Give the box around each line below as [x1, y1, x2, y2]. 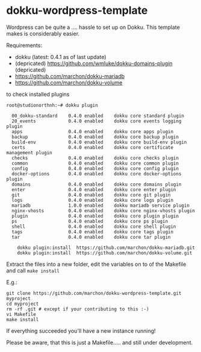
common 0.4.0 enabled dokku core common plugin [11, 160, 179, 166]
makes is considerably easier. [6, 30, 80, 37]
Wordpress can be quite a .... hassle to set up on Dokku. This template [6, 24, 181, 31]
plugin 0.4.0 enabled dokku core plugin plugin [11, 213, 179, 219]
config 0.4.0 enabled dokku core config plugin [11, 165, 179, 172]
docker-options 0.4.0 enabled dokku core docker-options [11, 171, 182, 177]
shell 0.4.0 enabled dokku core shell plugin [11, 224, 176, 230]
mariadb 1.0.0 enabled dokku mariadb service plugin [11, 203, 190, 209]
